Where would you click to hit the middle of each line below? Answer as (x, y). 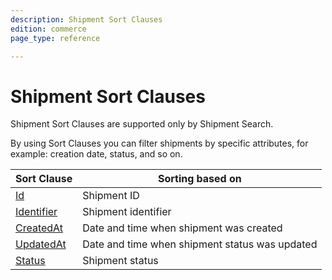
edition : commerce (48, 29)
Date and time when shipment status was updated (200, 244)
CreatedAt (39, 228)
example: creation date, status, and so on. (96, 154)
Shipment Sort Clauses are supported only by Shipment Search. (142, 124)
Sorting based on (199, 179)
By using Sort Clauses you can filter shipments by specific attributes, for (159, 143)
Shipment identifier (127, 212)
